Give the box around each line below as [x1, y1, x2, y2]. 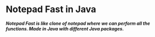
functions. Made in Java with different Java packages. [6, 25, 124, 31]
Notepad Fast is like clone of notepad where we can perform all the [6, 20, 150, 26]
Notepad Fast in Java [6, 4, 96, 15]
